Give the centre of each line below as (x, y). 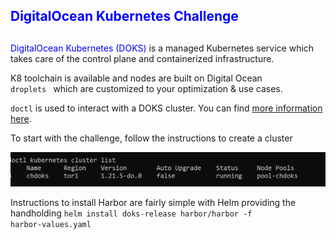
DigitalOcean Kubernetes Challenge (124, 16)
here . (21, 118)
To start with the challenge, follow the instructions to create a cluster (151, 138)
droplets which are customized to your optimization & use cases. (146, 88)
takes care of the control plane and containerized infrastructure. (142, 58)
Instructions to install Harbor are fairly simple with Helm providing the (153, 203)
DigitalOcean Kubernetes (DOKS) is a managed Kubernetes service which (162, 48)
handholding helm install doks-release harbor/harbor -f (131, 213)
